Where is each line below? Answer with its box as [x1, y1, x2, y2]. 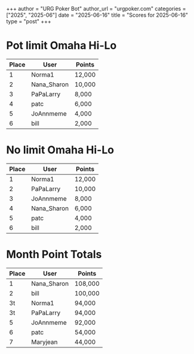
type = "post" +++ [6, 18, 52, 25]
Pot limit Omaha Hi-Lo [6, 39, 117, 53]
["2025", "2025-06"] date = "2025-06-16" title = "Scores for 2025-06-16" [6, 11, 189, 19]
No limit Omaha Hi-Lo [6, 143, 115, 157]
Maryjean [30, 338, 58, 346]
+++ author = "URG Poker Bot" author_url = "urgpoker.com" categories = [6, 5, 186, 12]
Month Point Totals [6, 248, 102, 261]
